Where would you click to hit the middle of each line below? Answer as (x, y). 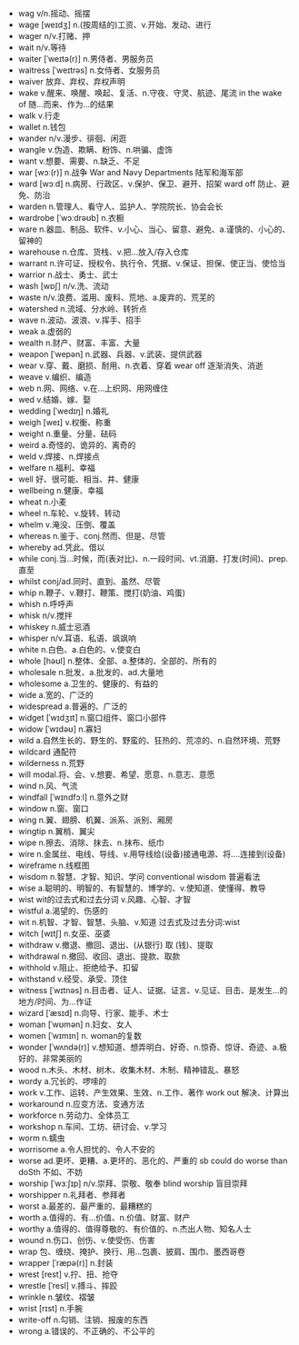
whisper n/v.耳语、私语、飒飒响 (77, 638)
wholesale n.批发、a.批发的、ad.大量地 (90, 672)
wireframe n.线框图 (54, 865)
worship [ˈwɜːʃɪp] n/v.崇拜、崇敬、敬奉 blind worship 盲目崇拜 (133, 1183)
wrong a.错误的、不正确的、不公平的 (86, 1331)
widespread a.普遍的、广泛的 (72, 706)
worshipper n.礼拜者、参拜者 (72, 1195)
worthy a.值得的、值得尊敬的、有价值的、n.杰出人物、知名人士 (135, 1229)
